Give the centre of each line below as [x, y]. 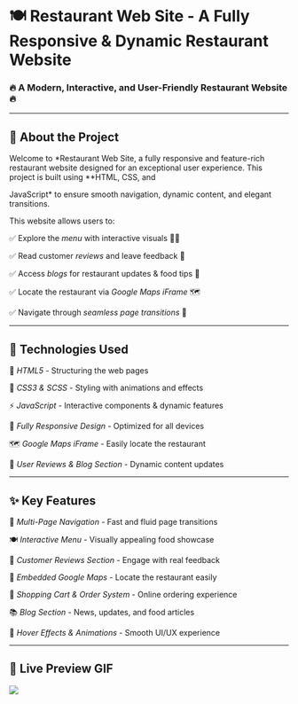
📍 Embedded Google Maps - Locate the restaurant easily [113, 577]
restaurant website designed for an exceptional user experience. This [136, 168]
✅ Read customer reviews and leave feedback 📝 [97, 256]
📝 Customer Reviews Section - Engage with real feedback [114, 559]
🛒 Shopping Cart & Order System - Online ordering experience [123, 594]
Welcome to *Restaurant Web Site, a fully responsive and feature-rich [137, 159]
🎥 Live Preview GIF [61, 669]
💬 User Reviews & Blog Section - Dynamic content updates [117, 465]
